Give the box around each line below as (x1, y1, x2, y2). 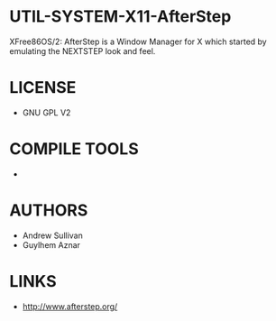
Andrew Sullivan (22, 230, 84, 241)
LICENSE (9, 78, 77, 98)
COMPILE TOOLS (9, 139, 139, 160)
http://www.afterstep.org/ (22, 300, 118, 312)
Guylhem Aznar (22, 239, 81, 250)
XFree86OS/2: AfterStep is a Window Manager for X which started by (9, 36, 268, 47)
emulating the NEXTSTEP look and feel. (9, 45, 156, 56)
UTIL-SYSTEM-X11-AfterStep (9, 6, 232, 27)
